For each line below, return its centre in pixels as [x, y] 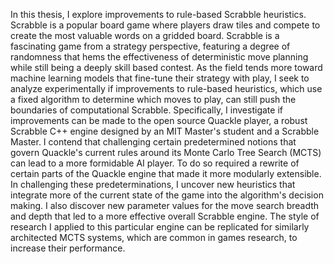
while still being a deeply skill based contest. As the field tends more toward [166, 67]
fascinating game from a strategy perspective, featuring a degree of [150, 46]
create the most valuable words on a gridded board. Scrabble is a [145, 35]
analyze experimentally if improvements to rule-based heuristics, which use [166, 88]
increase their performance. [68, 248]
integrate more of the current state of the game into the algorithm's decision [167, 195]
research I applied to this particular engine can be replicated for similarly [160, 227]
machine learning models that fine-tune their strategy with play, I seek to [160, 78]
